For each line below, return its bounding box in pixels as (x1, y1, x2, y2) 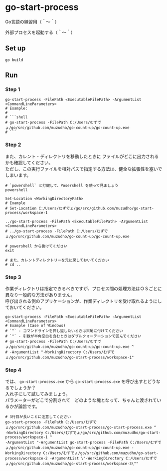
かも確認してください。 (5, 159, 53, 165)
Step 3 (5, 273, 21, 280)
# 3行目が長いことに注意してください (5, 414, 71, 419)
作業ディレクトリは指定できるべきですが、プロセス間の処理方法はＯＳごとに (5, 285, 162, 291)
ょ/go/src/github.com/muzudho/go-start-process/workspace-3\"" (5, 461, 139, 466)
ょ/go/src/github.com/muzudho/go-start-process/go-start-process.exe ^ (5, 425, 157, 430)
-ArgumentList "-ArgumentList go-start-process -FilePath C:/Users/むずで (5, 440, 162, 445)
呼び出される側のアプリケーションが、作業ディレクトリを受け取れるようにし (5, 298, 162, 304)
